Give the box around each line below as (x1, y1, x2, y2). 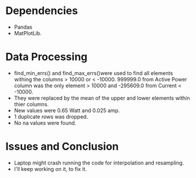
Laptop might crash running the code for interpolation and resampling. (13, 159, 184, 166)
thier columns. (13, 101, 49, 108)
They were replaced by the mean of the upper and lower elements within (13, 94, 190, 101)
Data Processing (5, 50, 88, 64)
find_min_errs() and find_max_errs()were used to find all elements (13, 69, 174, 77)
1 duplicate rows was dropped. (13, 113, 89, 120)
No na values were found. (13, 119, 77, 126)
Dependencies (5, 4, 78, 18)
